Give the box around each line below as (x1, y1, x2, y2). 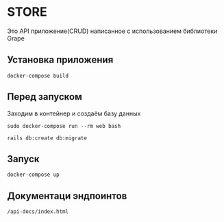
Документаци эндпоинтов (7, 190, 127, 201)
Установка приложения (7, 54, 114, 66)
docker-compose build (7, 72, 69, 79)
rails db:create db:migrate (7, 135, 88, 142)
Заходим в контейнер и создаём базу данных (7, 109, 141, 118)
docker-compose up (7, 171, 60, 179)
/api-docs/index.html (7, 208, 69, 215)
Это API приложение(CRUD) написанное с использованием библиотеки (7, 27, 218, 35)
